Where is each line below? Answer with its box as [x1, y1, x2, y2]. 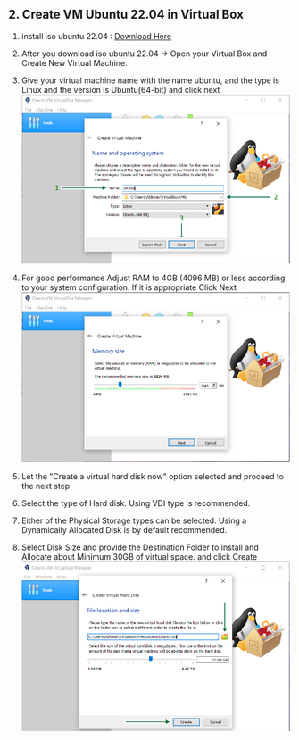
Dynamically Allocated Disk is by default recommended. [21, 524, 228, 535]
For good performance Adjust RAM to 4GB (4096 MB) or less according [21, 272, 286, 283]
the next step [21, 480, 71, 491]
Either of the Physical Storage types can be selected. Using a [21, 515, 247, 526]
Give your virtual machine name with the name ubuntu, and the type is [21, 75, 280, 86]
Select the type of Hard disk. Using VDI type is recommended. [21, 497, 251, 508]
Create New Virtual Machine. [21, 57, 128, 68]
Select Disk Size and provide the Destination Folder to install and [21, 542, 260, 553]
